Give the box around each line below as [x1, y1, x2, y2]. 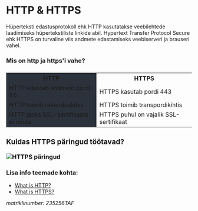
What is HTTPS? [14, 188, 55, 195]
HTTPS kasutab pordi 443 [99, 87, 172, 95]
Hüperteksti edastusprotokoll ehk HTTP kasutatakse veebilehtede [6, 23, 166, 30]
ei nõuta [9, 117, 32, 126]
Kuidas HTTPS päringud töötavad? [6, 137, 125, 146]
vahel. [6, 42, 21, 49]
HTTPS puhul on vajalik [99, 110, 164, 118]
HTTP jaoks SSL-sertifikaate [9, 110, 89, 118]
